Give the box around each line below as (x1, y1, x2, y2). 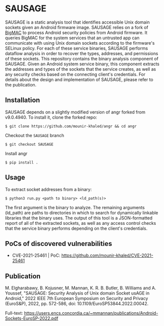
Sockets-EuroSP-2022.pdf (5, 315, 59, 322)
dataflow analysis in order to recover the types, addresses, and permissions (5, 50, 158, 56)
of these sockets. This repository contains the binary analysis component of (5, 55, 159, 61)
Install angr (5, 150, 28, 156)
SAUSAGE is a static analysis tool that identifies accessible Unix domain (5, 19, 150, 25)
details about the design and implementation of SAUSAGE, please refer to (5, 77, 153, 82)
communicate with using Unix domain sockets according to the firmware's (5, 40, 155, 46)
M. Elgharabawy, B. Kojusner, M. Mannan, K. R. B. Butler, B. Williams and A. (5, 285, 157, 291)
